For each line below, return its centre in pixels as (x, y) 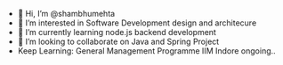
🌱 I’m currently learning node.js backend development (117, 32)
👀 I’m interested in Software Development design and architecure (137, 23)
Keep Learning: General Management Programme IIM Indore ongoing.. (146, 51)
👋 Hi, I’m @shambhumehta (66, 14)
